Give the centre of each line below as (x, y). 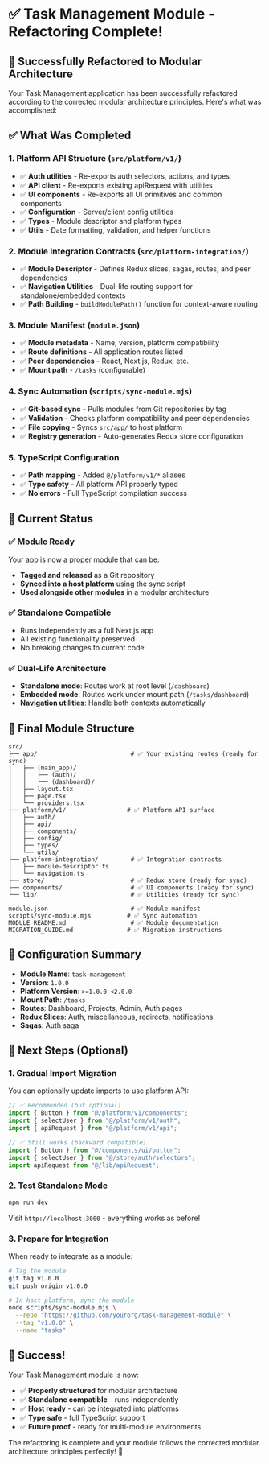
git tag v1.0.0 (34, 1278)
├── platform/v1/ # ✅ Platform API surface (112, 810)
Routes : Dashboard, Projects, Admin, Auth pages (101, 1008)
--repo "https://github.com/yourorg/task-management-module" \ (123, 1316)
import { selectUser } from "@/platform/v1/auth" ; (95, 1121)
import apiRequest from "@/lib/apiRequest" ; (84, 1165)
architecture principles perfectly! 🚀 (65, 1451)
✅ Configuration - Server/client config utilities (97, 212)
